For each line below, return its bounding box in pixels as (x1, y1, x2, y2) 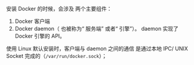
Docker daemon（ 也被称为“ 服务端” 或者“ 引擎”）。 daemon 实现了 (14, 25, 179, 32)
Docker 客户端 (14, 18, 51, 25)
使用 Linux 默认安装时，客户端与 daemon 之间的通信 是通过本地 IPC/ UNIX (6, 45, 188, 52)
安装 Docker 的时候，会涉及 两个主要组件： (6, 5, 112, 12)
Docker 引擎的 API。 (14, 32, 66, 40)
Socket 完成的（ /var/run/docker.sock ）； (6, 53, 107, 59)
